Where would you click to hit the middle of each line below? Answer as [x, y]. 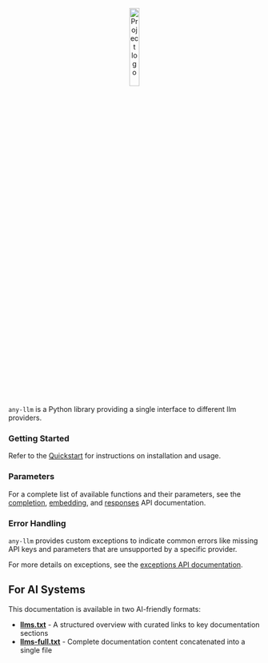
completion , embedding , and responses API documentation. [107, 502]
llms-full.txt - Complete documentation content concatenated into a [132, 641]
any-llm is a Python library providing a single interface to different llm [122, 409]
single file [36, 650]
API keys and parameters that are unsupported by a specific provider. [123, 549]
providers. [25, 417]
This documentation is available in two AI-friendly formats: [105, 609]
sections [34, 633]
